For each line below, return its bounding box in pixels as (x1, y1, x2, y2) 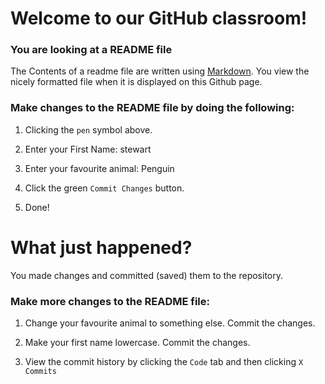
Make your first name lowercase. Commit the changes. (24, 337, 251, 349)
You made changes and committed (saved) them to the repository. (10, 269, 284, 281)
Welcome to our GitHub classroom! (10, 7, 308, 30)
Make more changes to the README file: (10, 294, 210, 308)
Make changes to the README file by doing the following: (10, 101, 295, 115)
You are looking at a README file (10, 43, 173, 57)
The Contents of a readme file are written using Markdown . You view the (10, 65, 310, 77)
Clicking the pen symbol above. (24, 123, 153, 136)
